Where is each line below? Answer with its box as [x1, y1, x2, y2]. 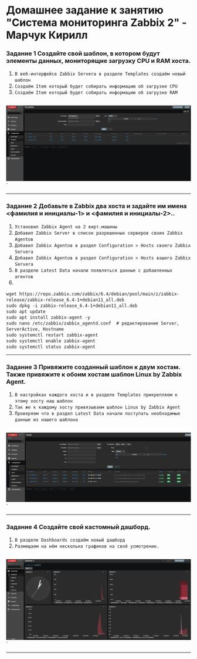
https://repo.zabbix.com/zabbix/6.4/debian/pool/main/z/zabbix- [19, 291, 180, 297]
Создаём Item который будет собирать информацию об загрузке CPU [14, 83, 178, 90]
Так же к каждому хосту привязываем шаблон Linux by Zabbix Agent [14, 404, 181, 410]
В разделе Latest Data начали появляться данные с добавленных [14, 268, 173, 273]
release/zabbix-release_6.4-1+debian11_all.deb [6, 297, 125, 303]
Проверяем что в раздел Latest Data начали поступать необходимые [14, 411, 181, 417]
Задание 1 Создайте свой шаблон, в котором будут [6, 49, 160, 58]
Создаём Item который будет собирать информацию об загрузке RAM [14, 90, 178, 96]
